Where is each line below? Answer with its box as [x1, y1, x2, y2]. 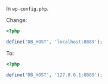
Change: [6, 17, 27, 23]
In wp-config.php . [6, 5, 49, 12]
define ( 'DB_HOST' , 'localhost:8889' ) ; [6, 39, 103, 45]
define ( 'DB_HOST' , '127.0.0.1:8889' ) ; [6, 71, 103, 78]
